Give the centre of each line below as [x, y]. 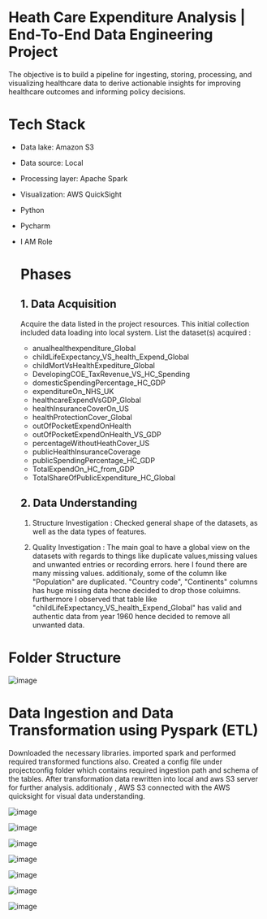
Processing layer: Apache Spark [74, 178]
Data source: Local [52, 163]
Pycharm [35, 225]
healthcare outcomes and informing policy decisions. [97, 91]
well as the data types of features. [89, 531]
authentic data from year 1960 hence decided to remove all [131, 616]
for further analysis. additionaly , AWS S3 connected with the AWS [119, 787]
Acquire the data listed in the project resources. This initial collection [135, 323]
